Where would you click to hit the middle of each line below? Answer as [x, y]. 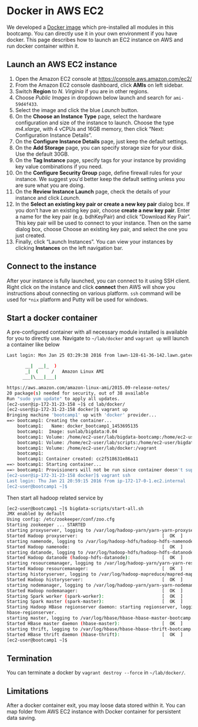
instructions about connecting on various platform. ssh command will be [94, 293]
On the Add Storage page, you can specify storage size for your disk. [99, 147]
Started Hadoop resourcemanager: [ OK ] [95, 569]
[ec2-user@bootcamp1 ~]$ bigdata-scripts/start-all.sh [75, 508]
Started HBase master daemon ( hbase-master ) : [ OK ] [95, 623]
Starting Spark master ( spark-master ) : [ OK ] [95, 602]
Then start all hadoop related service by [55, 498]
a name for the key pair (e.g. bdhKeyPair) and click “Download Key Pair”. [103, 216]
